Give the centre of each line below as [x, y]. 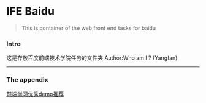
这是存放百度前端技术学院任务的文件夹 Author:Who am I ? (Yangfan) [92, 58]
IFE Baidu [31, 11]
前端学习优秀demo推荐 [35, 94]
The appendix [28, 80]
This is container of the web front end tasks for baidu [89, 28]
